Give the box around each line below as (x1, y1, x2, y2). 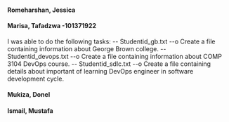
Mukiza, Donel (7, 90, 51, 99)
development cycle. (7, 74, 65, 83)
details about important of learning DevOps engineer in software (7, 67, 194, 75)
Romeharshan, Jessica (7, 6, 76, 14)
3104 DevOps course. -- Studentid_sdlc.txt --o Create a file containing (7, 60, 211, 68)
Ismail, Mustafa (7, 106, 54, 115)
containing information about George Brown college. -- (7, 44, 166, 53)
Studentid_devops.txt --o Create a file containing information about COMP (7, 52, 223, 60)
